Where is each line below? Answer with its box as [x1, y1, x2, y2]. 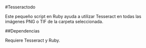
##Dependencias [5, 28, 40, 33]
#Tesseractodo [5, 4, 36, 10]
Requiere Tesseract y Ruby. [5, 37, 60, 43]
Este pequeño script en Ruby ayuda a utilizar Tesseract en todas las [5, 14, 142, 19]
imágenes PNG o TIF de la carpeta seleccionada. [5, 19, 104, 24]
